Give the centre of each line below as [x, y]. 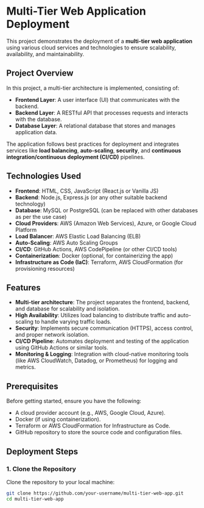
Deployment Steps [42, 452]
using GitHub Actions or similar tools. [62, 348]
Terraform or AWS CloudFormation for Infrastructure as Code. [93, 426]
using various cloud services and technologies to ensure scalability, [91, 48]
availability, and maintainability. [45, 54]
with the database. [38, 119]
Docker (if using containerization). [58, 420]
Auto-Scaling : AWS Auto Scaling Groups [66, 243]
